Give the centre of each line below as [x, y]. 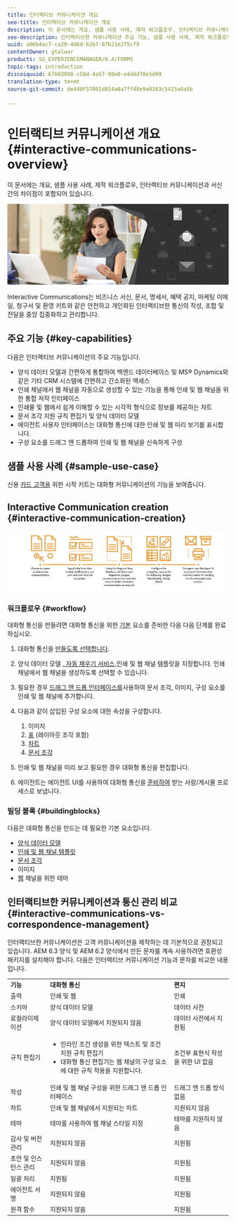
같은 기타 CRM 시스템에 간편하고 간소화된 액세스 [84, 380]
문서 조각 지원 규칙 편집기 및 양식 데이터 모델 [78, 415]
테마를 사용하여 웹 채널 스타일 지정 [97, 1123]
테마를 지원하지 [195, 1118]
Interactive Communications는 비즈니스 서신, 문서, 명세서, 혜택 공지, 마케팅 [111, 297]
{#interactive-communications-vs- [86, 913]
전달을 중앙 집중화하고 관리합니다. [53, 314]
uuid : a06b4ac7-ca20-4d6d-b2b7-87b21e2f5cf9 [73, 45]
